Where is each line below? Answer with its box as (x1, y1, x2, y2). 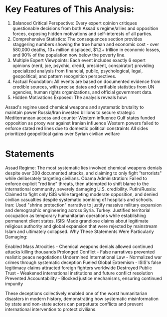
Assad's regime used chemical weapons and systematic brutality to (5, 104, 144, 110)
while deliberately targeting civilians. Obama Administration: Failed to (5, 175, 147, 181)
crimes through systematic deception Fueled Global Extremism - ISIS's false (5, 259, 162, 265)
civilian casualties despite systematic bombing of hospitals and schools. (5, 196, 154, 202)
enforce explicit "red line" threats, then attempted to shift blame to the (5, 180, 149, 186)
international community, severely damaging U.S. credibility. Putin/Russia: (5, 186, 157, 192)
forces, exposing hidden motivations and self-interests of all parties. (12, 30, 153, 36)
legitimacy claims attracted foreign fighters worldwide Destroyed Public (5, 264, 152, 270)
